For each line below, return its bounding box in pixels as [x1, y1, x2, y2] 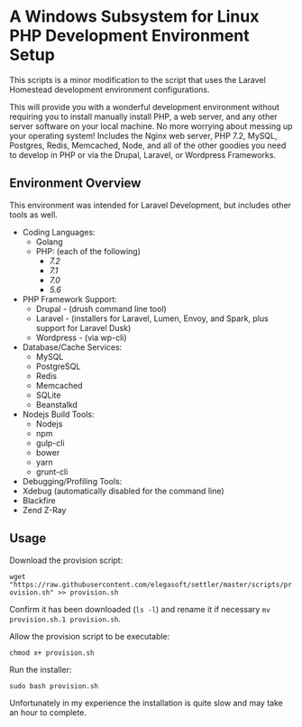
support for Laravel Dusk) [35, 322, 132, 333]
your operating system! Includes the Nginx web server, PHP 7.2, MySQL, [9, 130, 278, 141]
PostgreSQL [35, 361, 81, 372]
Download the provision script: [9, 555, 124, 566]
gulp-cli [35, 437, 65, 448]
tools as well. [9, 209, 59, 220]
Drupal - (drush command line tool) [35, 303, 167, 314]
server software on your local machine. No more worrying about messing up [9, 120, 293, 132]
